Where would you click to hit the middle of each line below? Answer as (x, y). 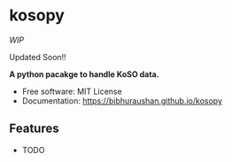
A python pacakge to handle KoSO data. (84, 74)
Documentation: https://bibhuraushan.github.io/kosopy (122, 100)
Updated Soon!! (38, 57)
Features (34, 129)
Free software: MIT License (72, 91)
